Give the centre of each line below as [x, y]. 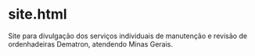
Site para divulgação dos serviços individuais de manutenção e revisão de [128, 36]
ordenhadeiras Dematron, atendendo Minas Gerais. [91, 44]
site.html [38, 14]
